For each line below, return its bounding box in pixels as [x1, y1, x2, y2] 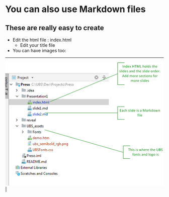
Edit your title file [20, 42, 55, 48]
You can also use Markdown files [5, 4, 146, 15]
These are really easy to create [5, 24, 104, 32]
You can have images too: [12, 48, 66, 53]
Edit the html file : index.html [12, 37, 72, 43]
